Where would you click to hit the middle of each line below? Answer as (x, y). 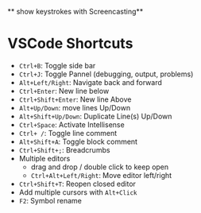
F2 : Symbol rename (50, 200)
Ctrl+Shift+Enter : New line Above (75, 99)
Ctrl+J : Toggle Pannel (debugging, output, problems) (106, 74)
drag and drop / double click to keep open (100, 167)
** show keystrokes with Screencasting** (75, 12)
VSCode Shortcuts (70, 44)
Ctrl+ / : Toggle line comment (68, 133)
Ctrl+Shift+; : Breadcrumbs (64, 149)
